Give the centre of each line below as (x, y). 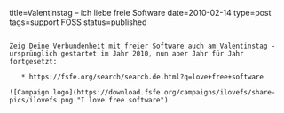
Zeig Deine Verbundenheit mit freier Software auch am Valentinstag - (142, 46)
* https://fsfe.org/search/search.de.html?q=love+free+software (142, 77)
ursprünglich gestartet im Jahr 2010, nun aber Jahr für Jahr (126, 54)
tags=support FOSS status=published (78, 22)
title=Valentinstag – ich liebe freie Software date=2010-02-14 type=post (140, 13)
